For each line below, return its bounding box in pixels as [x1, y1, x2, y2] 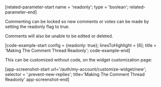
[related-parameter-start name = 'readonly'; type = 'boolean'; [5, 4, 129, 10]
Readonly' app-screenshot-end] [5, 77, 70, 82]
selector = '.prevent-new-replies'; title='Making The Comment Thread [5, 72, 145, 77]
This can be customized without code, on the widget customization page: [5, 57, 152, 62]
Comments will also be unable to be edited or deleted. [5, 33, 113, 39]
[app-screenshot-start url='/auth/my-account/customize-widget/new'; [5, 66, 147, 72]
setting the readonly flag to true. [5, 24, 70, 29]
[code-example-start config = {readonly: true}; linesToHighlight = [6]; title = [5, 43, 157, 48]
